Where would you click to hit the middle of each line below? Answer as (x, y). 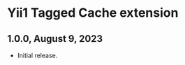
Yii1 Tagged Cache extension (93, 13)
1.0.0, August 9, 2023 (55, 39)
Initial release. (37, 55)
